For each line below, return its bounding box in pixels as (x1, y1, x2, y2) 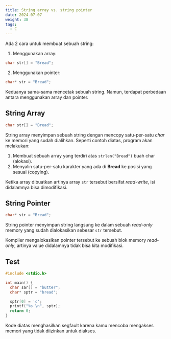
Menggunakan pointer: (12, 70, 61, 76)
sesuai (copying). (12, 169, 50, 175)
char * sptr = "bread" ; (10, 289, 58, 295)
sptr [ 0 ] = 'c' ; (10, 299, 42, 304)
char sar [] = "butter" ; (10, 285, 60, 290)
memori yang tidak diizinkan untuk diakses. (5, 328, 96, 334)
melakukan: (5, 143, 30, 149)
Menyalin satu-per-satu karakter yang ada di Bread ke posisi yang (12, 163, 152, 169)
